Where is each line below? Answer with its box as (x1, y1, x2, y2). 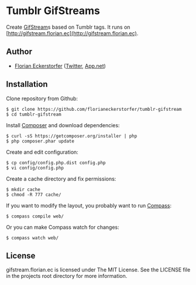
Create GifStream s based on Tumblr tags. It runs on (6, 23, 130, 30)
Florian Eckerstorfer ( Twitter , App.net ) (14, 62, 106, 69)
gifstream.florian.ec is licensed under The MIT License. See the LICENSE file (6, 266, 191, 273)
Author (6, 47, 32, 57)
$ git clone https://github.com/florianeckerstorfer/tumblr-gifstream (6, 106, 182, 112)
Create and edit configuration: (6, 148, 79, 155)
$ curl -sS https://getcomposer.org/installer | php (6, 133, 137, 139)
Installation (6, 79, 48, 89)
